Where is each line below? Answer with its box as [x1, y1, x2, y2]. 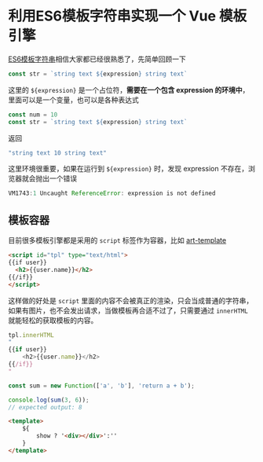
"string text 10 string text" [8, 148, 108, 157]
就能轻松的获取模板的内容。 [8, 315, 98, 324]
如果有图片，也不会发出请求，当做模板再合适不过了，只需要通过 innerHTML [8, 306, 249, 315]
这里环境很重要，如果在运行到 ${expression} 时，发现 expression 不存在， [8, 164, 249, 174]
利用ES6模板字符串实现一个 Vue [8, 7, 217, 25]
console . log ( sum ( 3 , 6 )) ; [8, 396, 89, 404]
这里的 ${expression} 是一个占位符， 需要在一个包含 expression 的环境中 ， [8, 85, 250, 94]
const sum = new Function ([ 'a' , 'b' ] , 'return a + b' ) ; [8, 382, 195, 390]
